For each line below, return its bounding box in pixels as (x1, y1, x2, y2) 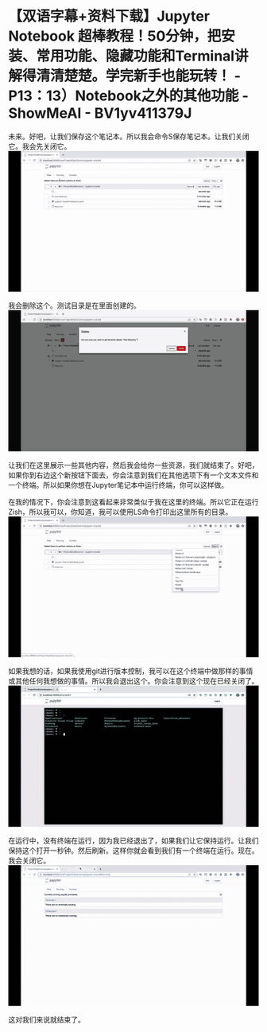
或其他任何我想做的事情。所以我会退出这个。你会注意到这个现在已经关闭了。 (8, 676, 259, 686)
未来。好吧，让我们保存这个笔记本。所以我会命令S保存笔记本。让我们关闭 (8, 131, 250, 141)
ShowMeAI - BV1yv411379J (8, 104, 192, 123)
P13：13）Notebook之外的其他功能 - (8, 87, 249, 105)
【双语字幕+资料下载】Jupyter (8, 7, 211, 25)
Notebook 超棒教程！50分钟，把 (8, 27, 222, 45)
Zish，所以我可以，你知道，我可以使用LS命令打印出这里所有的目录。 (8, 507, 233, 516)
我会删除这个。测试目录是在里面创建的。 (8, 301, 141, 310)
